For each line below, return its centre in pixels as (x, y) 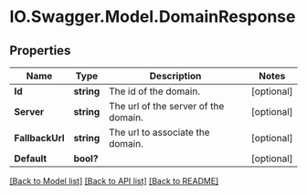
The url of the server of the (166, 106)
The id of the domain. (154, 91)
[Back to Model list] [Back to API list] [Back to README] (114, 181)
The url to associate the (159, 132)
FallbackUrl (40, 138)
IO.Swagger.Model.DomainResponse (153, 17)
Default (31, 159)
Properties (40, 51)
